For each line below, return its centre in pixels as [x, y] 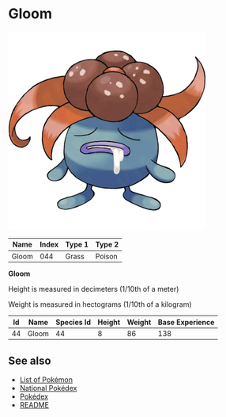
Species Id [73, 322]
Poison [107, 256]
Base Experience [186, 322]
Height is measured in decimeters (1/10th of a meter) [94, 289]
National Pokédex [48, 388]
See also [30, 360]
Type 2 [107, 245]
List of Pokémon [46, 380]
